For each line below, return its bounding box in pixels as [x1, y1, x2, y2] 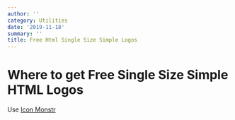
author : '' [7, 10, 40, 18]
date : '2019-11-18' [7, 23, 65, 30]
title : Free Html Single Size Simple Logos [7, 37, 138, 44]
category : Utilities [7, 17, 69, 24]
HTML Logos [7, 82, 84, 98]
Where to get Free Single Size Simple [7, 67, 229, 83]
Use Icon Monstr [7, 105, 56, 114]
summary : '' [7, 30, 42, 37]
